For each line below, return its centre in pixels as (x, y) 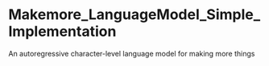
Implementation (62, 31)
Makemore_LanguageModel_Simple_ (134, 15)
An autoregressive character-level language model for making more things (132, 53)
